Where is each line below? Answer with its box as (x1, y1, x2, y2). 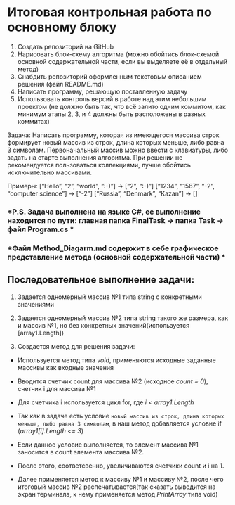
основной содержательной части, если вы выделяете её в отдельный (17, 57, 228, 65)
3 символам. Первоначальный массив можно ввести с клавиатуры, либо (7, 146, 229, 154)
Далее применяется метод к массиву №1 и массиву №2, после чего (17, 475, 224, 483)
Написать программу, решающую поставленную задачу (17, 87, 188, 96)
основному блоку (7, 19, 117, 35)
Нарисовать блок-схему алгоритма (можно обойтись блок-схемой (17, 50, 220, 58)
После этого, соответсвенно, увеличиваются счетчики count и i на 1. (17, 461, 224, 470)
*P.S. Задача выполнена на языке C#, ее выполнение (7, 207, 201, 217)
